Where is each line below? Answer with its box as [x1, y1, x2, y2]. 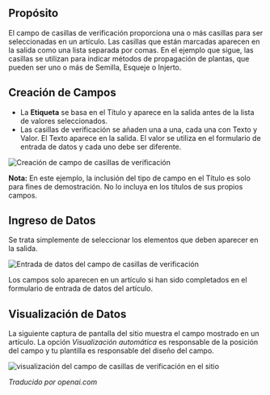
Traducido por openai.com [8, 377, 98, 387]
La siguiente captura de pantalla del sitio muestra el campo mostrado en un [8, 329, 259, 338]
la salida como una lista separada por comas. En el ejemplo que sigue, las [8, 45, 254, 55]
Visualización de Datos [8, 307, 127, 321]
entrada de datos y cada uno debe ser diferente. [19, 142, 182, 151]
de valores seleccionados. [19, 116, 108, 125]
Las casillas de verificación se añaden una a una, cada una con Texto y [19, 125, 258, 134]
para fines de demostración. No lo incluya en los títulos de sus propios [8, 181, 243, 191]
